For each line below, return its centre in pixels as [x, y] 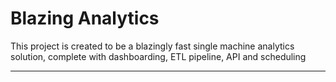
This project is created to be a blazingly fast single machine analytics [152, 46]
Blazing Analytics [85, 18]
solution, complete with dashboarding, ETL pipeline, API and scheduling [158, 56]
